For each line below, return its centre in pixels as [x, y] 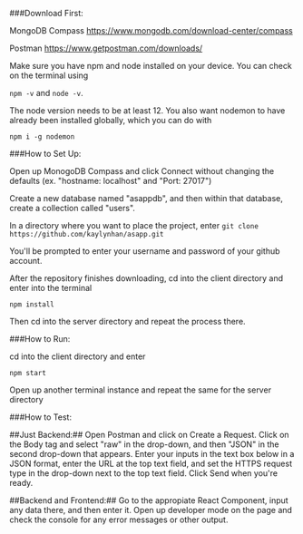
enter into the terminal [51, 288]
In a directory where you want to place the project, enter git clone [134, 225]
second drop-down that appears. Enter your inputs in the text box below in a [152, 454]
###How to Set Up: [45, 154]
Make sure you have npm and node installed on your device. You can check [151, 66]
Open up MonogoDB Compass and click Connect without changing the [142, 171]
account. [26, 261]
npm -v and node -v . [46, 93]
